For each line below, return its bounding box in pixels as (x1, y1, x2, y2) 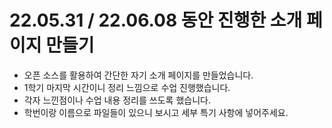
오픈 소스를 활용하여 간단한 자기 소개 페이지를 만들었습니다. (23, 69, 254, 81)
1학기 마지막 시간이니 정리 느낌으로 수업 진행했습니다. (23, 81, 231, 93)
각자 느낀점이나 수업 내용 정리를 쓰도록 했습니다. (23, 94, 211, 106)
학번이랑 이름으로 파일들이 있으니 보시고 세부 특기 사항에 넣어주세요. (23, 106, 289, 118)
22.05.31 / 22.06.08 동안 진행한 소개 (9, 9, 303, 32)
